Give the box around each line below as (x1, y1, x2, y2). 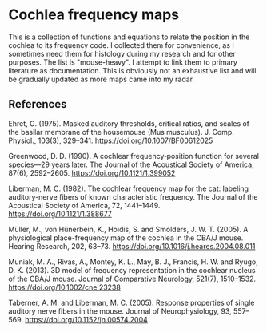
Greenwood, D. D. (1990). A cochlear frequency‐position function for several (8, 151, 260, 160)
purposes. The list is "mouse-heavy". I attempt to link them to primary (8, 57, 238, 67)
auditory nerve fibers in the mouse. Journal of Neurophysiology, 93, (8, 306, 232, 316)
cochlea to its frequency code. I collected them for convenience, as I (8, 40, 234, 49)
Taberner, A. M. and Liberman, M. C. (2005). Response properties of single (8, 298, 255, 307)
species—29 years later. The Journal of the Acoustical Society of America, (8, 160, 254, 169)
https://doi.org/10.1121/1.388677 (8, 209, 112, 219)
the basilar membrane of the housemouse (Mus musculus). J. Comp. (8, 127, 234, 136)
